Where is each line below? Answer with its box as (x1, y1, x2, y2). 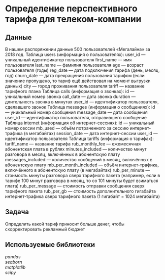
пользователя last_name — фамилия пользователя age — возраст (5, 62, 144, 68)
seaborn (5, 259, 22, 265)
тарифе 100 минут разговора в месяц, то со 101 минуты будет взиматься (5, 178, 159, 184)
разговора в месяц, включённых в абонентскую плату (5, 151, 120, 157)
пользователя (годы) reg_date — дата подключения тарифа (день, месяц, (5, 67, 160, 73)
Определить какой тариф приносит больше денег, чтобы (5, 221, 125, 227)
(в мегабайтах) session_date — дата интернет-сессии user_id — (24, 131, 158, 136)
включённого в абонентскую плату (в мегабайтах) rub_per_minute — (5, 167, 150, 173)
